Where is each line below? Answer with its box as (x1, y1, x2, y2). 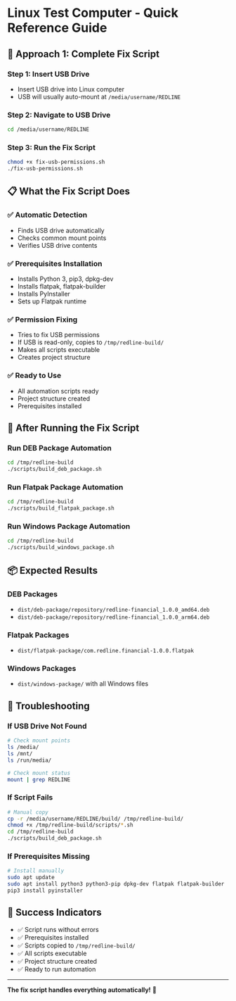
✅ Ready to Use (7, 371, 62, 381)
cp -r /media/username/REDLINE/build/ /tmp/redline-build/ (7, 815, 184, 822)
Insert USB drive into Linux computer (17, 84, 125, 93)
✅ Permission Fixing (7, 315, 78, 325)
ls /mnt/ (7, 750, 33, 757)
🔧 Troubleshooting (7, 700, 90, 712)
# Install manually (7, 867, 65, 874)
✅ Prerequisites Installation (7, 258, 103, 268)
